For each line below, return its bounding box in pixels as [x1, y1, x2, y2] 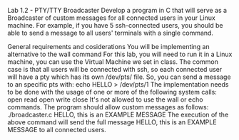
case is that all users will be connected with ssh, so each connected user [7, 65, 223, 73]
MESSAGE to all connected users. [7, 126, 107, 134]
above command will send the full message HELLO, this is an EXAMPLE [7, 118, 217, 126]
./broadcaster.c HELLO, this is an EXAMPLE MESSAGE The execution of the [7, 110, 229, 119]
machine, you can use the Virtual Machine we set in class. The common [7, 58, 219, 66]
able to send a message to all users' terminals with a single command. [7, 28, 214, 37]
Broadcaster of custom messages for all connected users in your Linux [7, 14, 215, 22]
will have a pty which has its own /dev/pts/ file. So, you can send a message [7, 72, 231, 81]
